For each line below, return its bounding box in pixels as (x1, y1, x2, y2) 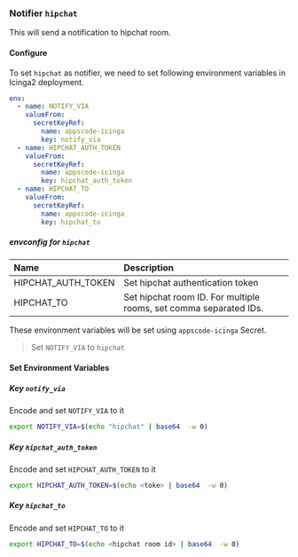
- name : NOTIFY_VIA (17, 102, 90, 111)
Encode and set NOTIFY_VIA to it (9, 405, 124, 416)
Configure (9, 47, 48, 58)
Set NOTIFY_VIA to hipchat (30, 342, 125, 353)
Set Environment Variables (9, 363, 110, 373)
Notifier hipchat (9, 7, 78, 20)
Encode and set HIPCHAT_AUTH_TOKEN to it (9, 464, 157, 475)
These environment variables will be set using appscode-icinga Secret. (9, 325, 267, 335)
